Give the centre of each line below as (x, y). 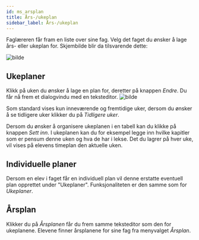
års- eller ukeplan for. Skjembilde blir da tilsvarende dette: (77, 46)
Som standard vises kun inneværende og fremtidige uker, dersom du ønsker (99, 108)
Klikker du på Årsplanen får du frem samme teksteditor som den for (89, 224)
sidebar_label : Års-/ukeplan (42, 23)
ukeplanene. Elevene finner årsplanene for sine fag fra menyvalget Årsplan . (99, 230)
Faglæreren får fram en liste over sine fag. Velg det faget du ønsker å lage (97, 40)
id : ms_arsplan (25, 12)
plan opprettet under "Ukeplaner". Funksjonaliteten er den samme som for (97, 185)
